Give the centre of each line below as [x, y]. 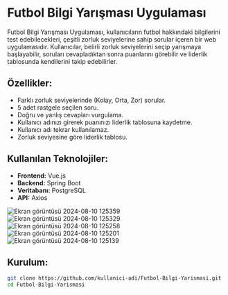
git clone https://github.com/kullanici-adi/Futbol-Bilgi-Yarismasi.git [114, 278]
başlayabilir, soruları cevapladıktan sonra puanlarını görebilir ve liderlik [107, 54]
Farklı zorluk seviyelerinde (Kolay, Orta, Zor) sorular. [91, 100]
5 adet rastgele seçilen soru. [58, 107]
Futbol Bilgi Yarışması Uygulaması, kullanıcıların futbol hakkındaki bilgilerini [114, 32]
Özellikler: [30, 84]
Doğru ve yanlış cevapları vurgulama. [70, 115]
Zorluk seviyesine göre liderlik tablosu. [72, 137]
